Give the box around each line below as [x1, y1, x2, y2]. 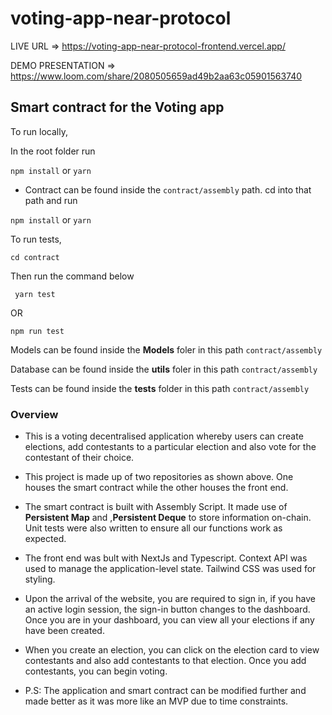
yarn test [14, 289, 56, 299]
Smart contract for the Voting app [10, 99, 225, 116]
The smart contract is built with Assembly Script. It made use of [24, 501, 288, 513]
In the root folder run [10, 145, 96, 157]
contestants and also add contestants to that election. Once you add [24, 655, 307, 667]
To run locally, [10, 125, 68, 137]
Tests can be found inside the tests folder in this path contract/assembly [10, 382, 310, 394]
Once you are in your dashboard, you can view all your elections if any [24, 614, 315, 626]
